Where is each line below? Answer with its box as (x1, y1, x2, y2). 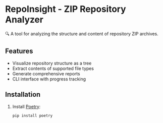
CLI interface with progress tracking (12, 76, 86, 82)
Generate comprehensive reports (12, 70, 80, 76)
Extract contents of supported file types (12, 65, 94, 71)
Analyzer (5, 14, 44, 25)
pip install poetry (12, 113, 53, 118)
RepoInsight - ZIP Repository (5, 3, 126, 15)
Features (5, 47, 33, 56)
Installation (5, 90, 41, 99)
